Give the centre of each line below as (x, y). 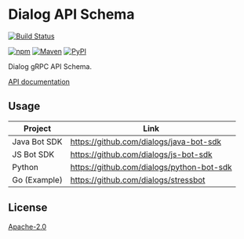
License (28, 208)
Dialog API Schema (71, 14)
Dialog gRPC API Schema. (50, 66)
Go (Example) (37, 179)
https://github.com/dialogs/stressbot (138, 179)
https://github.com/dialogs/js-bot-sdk (142, 154)
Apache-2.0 (27, 226)
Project (37, 129)
